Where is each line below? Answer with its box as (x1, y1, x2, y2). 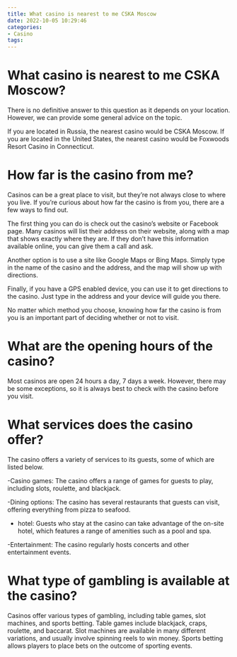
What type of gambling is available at (7, 573, 230, 589)
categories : (7, 23, 42, 31)
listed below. (7, 463, 45, 471)
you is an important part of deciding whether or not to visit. (7, 314, 179, 321)
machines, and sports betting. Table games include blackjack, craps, (7, 619, 207, 627)
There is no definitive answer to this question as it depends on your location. (7, 106, 231, 114)
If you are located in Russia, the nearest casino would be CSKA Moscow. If (7, 127, 225, 136)
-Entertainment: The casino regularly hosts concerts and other (7, 540, 190, 548)
